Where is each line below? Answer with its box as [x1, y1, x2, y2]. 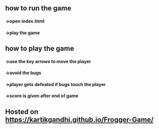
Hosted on [5, 107, 39, 116]
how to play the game [5, 44, 74, 52]
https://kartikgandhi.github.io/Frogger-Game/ [5, 115, 154, 124]
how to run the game [5, 4, 72, 13]
